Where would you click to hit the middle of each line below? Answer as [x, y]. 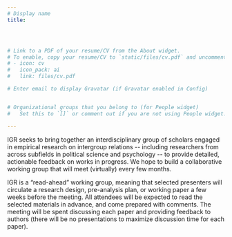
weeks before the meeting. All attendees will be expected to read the [105, 197]
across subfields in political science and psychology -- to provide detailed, [113, 154]
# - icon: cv [26, 64]
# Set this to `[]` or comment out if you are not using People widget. [117, 114]
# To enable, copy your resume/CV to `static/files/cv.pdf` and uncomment [117, 57]
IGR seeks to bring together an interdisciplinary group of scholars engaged [113, 140]
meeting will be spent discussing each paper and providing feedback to [109, 211]
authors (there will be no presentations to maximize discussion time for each [116, 219]
